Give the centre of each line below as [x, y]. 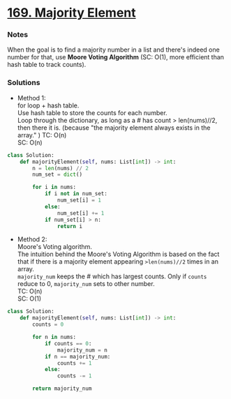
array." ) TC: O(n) [42, 135]
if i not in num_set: [76, 194]
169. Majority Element [72, 13]
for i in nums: [54, 187]
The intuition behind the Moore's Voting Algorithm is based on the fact [118, 254]
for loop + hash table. [48, 105]
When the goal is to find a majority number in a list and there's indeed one [113, 50]
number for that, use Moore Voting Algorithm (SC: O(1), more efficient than [116, 57]
